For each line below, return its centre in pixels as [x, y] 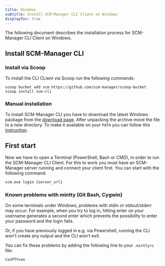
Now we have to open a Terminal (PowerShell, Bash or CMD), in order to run [82, 157]
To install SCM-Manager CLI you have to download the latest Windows [77, 115]
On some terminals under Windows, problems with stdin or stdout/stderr [79, 206]
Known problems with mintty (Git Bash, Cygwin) [64, 195]
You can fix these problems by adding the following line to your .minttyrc [80, 245]
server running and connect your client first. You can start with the [92, 168]
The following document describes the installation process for [68, 33]
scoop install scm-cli [28, 91]
